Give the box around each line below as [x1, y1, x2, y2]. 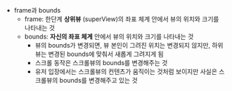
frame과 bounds [13, 6, 61, 14]
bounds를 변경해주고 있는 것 [59, 76, 138, 84]
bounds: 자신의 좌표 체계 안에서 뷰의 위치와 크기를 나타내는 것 [24, 32, 194, 41]
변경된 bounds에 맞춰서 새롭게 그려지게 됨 [48, 50, 164, 58]
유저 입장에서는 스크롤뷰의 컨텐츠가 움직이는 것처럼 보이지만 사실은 [34, 67, 218, 76]
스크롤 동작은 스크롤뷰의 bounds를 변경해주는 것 [34, 59, 168, 66]
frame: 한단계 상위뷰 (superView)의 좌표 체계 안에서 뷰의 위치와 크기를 [24, 15, 219, 23]
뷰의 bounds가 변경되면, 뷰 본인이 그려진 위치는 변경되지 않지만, [34, 41, 211, 49]
